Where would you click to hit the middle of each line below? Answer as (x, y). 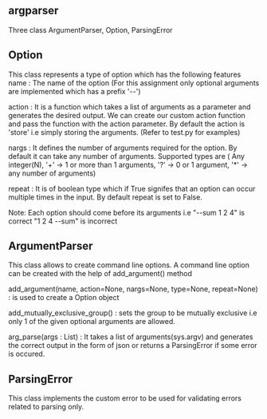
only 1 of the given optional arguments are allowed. (92, 322)
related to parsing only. (46, 407)
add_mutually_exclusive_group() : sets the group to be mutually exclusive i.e (133, 313)
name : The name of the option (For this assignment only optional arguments (134, 83)
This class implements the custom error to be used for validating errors (125, 398)
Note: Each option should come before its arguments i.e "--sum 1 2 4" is (127, 212)
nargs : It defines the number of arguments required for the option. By (123, 148)
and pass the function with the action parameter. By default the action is (127, 124)
